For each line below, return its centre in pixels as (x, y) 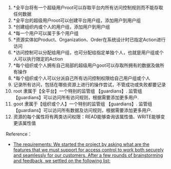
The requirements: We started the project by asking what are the (81, 144)
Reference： (19, 134)
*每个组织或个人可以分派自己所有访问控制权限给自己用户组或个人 (82, 78)
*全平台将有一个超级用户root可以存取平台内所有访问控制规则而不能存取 (88, 7)
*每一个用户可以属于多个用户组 (46, 33)
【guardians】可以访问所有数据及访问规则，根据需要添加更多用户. (83, 110)
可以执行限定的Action (40, 59)
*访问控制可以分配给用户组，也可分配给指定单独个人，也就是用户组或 (86, 52)
